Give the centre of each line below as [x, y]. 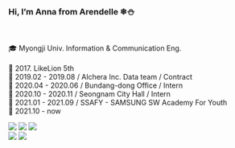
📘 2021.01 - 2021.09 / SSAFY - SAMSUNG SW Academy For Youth [118, 103]
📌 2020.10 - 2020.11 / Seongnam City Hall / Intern [90, 94]
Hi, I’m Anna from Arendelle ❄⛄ [72, 11]
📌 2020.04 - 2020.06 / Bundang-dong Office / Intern [96, 85]
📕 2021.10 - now [35, 111]
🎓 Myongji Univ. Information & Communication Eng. [95, 48]
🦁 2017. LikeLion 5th [41, 68]
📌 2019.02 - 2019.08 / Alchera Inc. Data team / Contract [101, 77]
